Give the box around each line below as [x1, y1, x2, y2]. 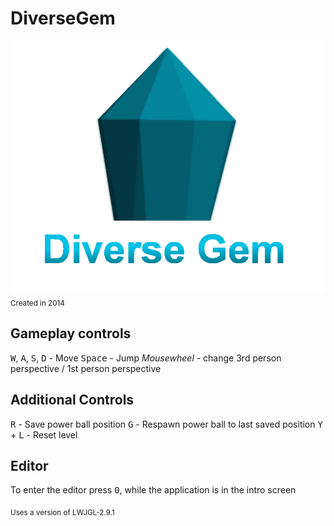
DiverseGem [10, 7, 116, 30]
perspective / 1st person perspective [10, 362, 162, 374]
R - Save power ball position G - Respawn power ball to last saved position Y [10, 418, 323, 430]
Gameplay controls [10, 325, 132, 342]
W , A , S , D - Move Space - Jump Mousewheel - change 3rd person [10, 352, 282, 364]
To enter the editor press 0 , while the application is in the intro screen [10, 484, 297, 496]
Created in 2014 [10, 298, 65, 308]
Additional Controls [10, 392, 135, 409]
